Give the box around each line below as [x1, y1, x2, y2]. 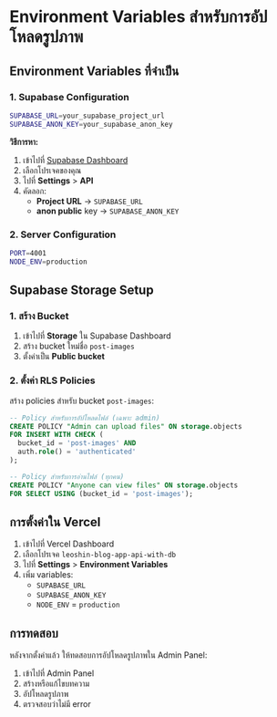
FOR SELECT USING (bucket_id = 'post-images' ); [9, 489, 194, 498]
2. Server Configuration [9, 228, 117, 241]
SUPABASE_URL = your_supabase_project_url [9, 111, 166, 120]
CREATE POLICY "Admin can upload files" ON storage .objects [9, 421, 243, 431]
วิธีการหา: [9, 136, 39, 147]
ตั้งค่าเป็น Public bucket [22, 351, 105, 362]
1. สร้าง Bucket [9, 309, 70, 322]
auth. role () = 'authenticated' [17, 447, 137, 457]
